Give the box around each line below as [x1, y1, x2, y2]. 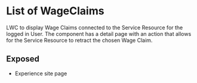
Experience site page [14, 70, 67, 77]
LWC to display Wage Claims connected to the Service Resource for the [6, 24, 183, 31]
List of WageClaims [6, 4, 104, 18]
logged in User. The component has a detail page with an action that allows [6, 30, 192, 37]
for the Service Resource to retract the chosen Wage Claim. [6, 36, 153, 44]
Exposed [6, 54, 40, 64]
